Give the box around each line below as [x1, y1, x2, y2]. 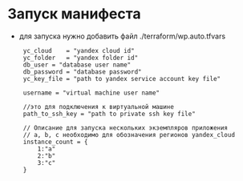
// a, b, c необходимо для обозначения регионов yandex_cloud [22, 131, 236, 139]
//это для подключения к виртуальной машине [22, 103, 174, 111]
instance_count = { [22, 138, 88, 146]
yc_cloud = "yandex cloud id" [22, 46, 135, 54]
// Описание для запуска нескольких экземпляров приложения [22, 123, 229, 132]
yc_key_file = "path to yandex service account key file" [22, 74, 221, 82]
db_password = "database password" [22, 67, 142, 76]
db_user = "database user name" [22, 61, 132, 69]
